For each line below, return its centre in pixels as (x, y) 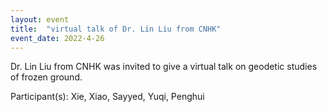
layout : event (40, 19)
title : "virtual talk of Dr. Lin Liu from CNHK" (116, 29)
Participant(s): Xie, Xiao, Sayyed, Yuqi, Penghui (107, 97)
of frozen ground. (46, 77)
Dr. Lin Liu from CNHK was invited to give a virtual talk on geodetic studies (164, 67)
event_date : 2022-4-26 (57, 38)
